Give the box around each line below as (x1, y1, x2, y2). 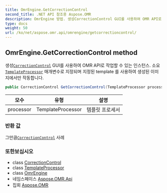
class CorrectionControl (12, 159, 62, 166)
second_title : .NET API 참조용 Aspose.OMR (5, 12, 91, 17)
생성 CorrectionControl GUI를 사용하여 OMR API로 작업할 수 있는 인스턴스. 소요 (5, 62, 161, 68)
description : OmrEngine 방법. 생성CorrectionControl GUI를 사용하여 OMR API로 (5, 16, 162, 21)
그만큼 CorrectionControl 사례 (5, 134, 65, 140)
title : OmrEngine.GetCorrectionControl (5, 7, 88, 12)
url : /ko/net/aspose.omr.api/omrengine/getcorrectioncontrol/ (5, 30, 137, 35)
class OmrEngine (12, 170, 48, 176)
